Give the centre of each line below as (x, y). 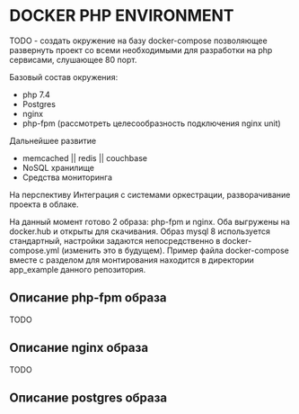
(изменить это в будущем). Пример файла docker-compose (175, 250)
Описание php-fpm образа (88, 298)
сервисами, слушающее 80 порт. (73, 59)
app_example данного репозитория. (78, 269)
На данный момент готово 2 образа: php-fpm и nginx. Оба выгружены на (149, 221)
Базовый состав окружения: (64, 76)
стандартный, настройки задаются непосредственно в (115, 240)
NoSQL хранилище (58, 167)
